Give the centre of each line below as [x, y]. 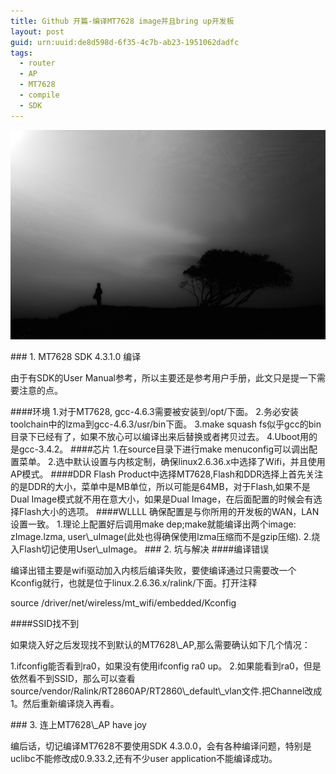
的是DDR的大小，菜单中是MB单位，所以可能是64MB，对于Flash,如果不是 [160, 487]
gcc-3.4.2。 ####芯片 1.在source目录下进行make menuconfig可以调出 [164, 449]
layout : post [37, 31]
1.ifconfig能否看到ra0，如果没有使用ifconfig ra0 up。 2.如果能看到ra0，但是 [166, 666]
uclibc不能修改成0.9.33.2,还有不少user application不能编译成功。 [144, 759]
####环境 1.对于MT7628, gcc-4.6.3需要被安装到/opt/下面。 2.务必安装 [154, 412]
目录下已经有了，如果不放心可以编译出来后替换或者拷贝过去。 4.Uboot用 [159, 437]
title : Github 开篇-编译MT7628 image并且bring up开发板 [122, 21]
